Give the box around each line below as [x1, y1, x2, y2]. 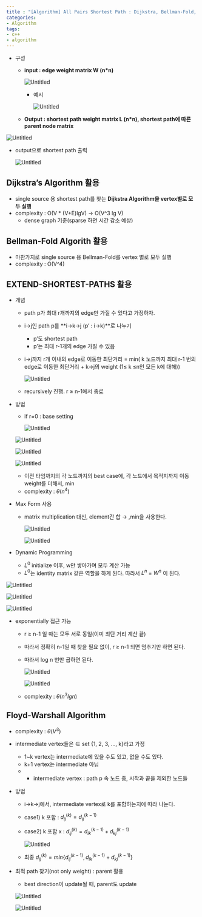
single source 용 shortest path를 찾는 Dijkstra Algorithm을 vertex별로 [15, 195, 187, 202]
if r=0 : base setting [24, 413, 74, 420]
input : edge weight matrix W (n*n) [24, 67, 114, 73]
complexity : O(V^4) [15, 260, 65, 267]
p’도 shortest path [33, 335, 78, 343]
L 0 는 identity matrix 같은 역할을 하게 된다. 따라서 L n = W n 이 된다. [24, 568, 181, 577]
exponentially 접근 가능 [15, 617, 72, 625]
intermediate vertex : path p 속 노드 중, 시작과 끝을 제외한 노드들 [33, 774, 188, 782]
